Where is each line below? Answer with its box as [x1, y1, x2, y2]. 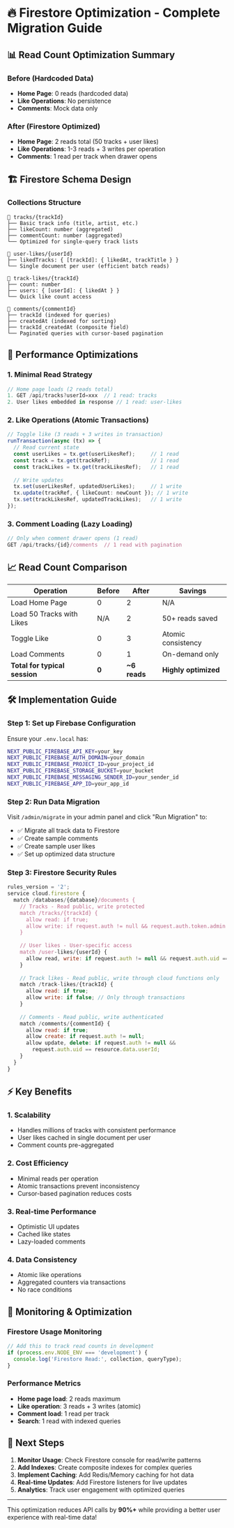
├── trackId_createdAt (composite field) [7, 324, 130, 331]
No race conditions [17, 1285, 72, 1294]
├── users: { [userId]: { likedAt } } [7, 287, 120, 294]
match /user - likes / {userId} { [19, 949, 108, 956]
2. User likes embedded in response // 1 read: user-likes [7, 398, 182, 406]
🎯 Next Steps [7, 1437, 65, 1449]
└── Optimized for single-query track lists [7, 238, 139, 245]
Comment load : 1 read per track [17, 1409, 109, 1418]
